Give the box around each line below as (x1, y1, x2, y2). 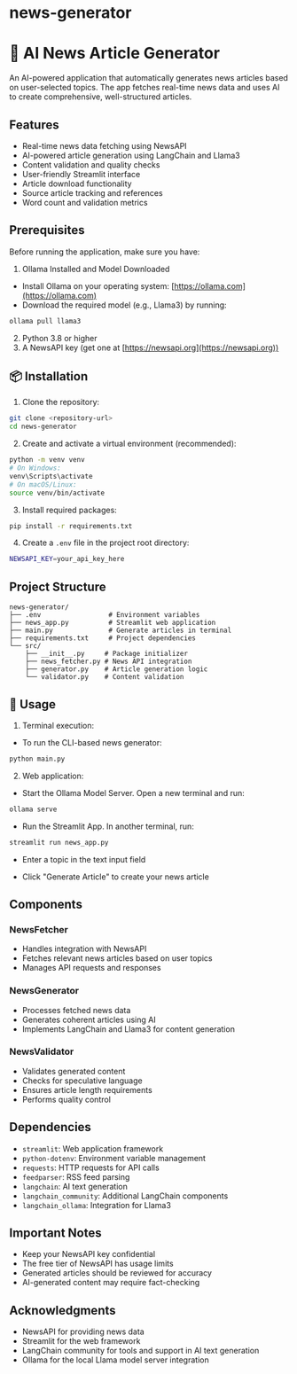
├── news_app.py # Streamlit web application (9, 619, 216, 628)
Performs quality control (21, 1094, 111, 1105)
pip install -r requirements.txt (9, 521, 133, 530)
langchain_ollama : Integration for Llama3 (21, 1199, 171, 1210)
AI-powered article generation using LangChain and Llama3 (21, 150, 241, 160)
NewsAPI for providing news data (21, 1326, 145, 1337)
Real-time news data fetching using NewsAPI (21, 140, 188, 151)
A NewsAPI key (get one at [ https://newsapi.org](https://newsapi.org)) (21, 342, 279, 353)
